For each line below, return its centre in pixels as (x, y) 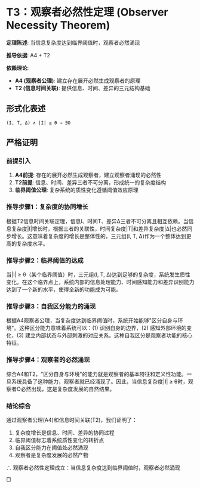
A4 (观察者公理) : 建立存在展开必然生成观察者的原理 (78, 81)
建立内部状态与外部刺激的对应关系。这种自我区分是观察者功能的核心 (109, 335)
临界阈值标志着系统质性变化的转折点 (59, 440)
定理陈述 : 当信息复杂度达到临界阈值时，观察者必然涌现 (73, 42)
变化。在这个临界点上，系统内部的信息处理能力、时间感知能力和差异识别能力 (100, 282)
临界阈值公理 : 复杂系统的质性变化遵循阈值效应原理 (76, 190)
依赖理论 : (18, 68)
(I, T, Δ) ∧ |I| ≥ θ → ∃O (38, 123)
